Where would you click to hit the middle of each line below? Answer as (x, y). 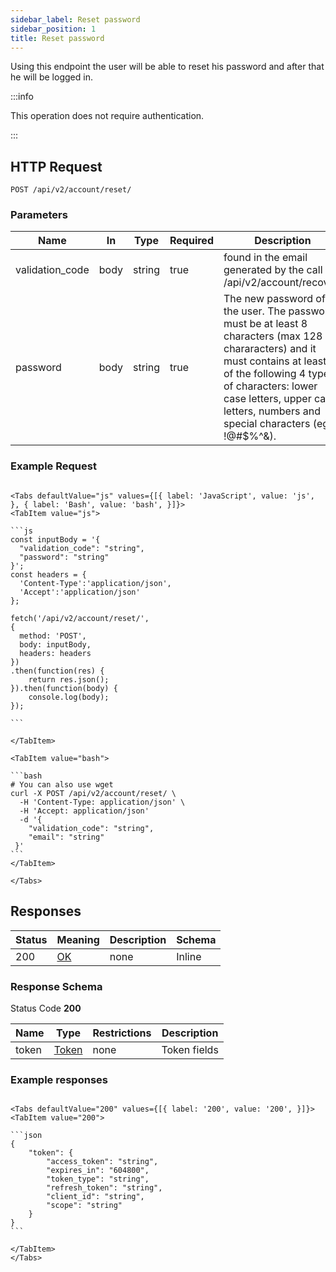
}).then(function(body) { (64, 688)
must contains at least (275, 361)
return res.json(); (69, 679)
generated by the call (273, 270)
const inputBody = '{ (55, 539)
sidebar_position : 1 (53, 29)
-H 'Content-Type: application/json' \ (102, 802)
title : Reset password (57, 38)
